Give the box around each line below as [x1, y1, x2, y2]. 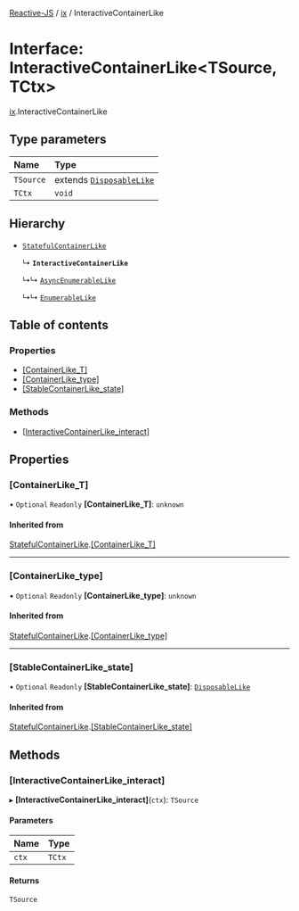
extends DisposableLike [54, 173, 155, 186]
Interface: [9, 39, 85, 59]
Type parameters [9, 132, 107, 147]
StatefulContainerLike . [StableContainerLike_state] [9, 722, 193, 733]
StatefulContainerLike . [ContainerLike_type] [9, 630, 168, 641]
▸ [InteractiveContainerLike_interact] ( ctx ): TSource [9, 794, 198, 806]
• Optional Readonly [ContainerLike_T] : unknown [9, 499, 184, 509]
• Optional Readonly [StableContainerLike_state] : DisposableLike [9, 682, 251, 692]
